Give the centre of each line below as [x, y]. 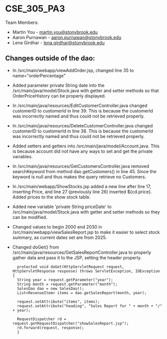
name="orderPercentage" [39, 76]
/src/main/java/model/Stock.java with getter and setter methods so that [85, 91]
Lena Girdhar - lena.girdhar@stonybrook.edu [58, 42]
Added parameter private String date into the [58, 85]
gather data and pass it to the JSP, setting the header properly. [77, 257]
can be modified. [30, 217]
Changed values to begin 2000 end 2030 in [57, 226]
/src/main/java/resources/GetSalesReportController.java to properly [82, 252]
